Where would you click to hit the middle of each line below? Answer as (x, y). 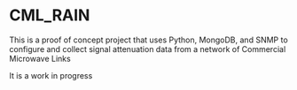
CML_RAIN (50, 15)
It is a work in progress (51, 75)
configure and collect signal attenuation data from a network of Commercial (148, 49)
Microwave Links (40, 58)
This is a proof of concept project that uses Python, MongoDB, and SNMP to (148, 40)
